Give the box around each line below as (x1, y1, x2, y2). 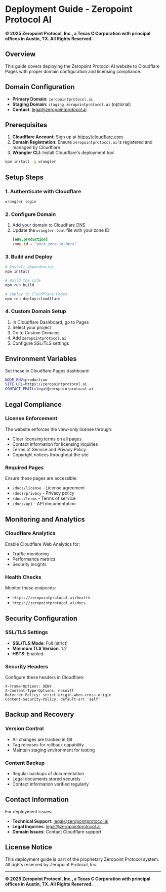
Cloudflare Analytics (5, 530, 56, 537)
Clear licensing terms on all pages (12, 436, 82, 442)
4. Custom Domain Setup (5, 308, 67, 315)
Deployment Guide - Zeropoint (5, 3, 133, 15)
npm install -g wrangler (5, 159, 56, 164)
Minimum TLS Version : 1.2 (12, 645, 67, 651)
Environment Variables (5, 355, 77, 363)
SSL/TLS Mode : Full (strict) (12, 640, 68, 646)
